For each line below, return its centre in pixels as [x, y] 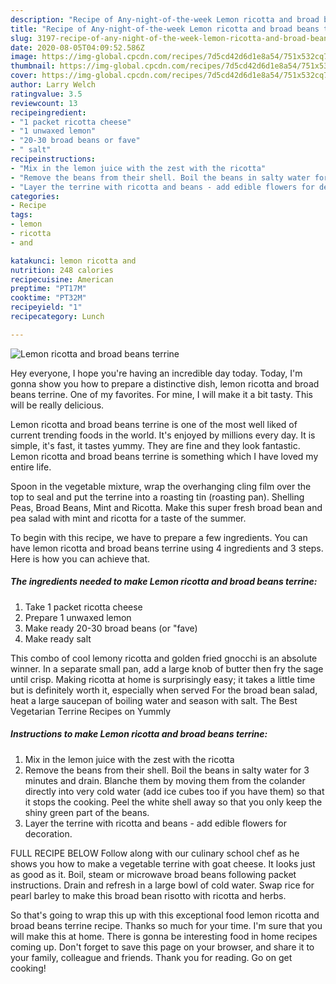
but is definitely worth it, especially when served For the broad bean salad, [164, 690]
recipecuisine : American [62, 279]
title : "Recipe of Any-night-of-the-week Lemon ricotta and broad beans [165, 29]
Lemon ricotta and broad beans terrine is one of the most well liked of [154, 424]
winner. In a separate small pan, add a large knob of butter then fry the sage [167, 668]
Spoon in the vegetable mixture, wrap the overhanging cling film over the [161, 486]
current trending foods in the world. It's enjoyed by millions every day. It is [163, 435]
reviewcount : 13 [44, 103]
